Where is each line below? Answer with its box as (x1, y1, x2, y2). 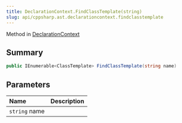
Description (50, 97, 84, 105)
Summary (6, 47, 43, 57)
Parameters (6, 79, 51, 89)
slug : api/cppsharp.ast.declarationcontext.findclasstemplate (6, 14, 164, 20)
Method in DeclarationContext (6, 30, 80, 37)
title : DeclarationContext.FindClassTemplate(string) (6, 8, 143, 15)
